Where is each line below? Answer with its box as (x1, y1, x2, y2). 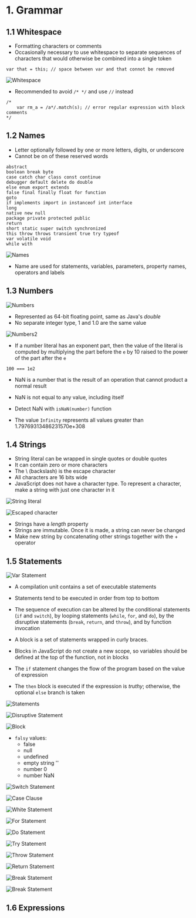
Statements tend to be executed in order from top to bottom (14, 594, 160, 602)
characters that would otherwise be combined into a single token (14, 55, 172, 62)
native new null (6, 210, 46, 216)
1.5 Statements (6, 556, 62, 566)
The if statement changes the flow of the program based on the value (14, 665, 185, 672)
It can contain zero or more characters (14, 462, 108, 469)
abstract (6, 164, 28, 170)
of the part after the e (14, 354, 66, 361)
